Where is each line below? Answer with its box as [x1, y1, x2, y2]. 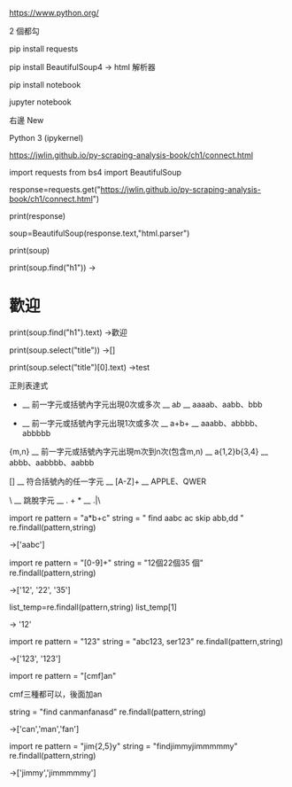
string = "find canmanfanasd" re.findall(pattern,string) [9, 706, 206, 717]
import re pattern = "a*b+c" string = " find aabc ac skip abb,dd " [9, 512, 245, 523]
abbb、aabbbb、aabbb [9, 456, 95, 468]
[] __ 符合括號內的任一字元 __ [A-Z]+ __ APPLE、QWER [9, 476, 206, 487]
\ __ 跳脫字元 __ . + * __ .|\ [9, 495, 101, 505]
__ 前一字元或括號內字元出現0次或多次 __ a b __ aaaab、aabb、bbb [21, 399, 263, 409]
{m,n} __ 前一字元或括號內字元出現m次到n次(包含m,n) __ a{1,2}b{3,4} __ [9, 446, 268, 456]
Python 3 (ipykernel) [9, 133, 84, 143]
